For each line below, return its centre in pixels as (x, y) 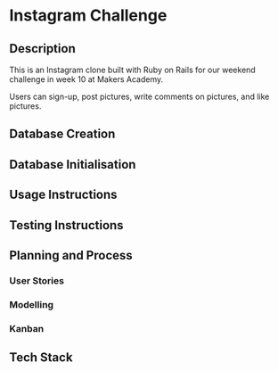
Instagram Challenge (88, 16)
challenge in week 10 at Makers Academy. (86, 79)
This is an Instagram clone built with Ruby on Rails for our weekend (132, 70)
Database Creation (62, 134)
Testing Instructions (66, 225)
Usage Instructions (63, 195)
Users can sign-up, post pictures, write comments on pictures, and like (139, 96)
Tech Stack (41, 358)
